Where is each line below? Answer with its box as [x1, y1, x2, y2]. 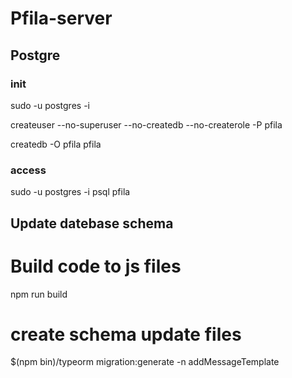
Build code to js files [10, 255, 182, 277]
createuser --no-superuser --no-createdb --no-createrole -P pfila [10, 118, 283, 131]
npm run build [10, 288, 68, 300]
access [10, 163, 47, 177]
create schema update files [10, 323, 242, 346]
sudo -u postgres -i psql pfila [10, 186, 131, 198]
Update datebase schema [10, 215, 174, 232]
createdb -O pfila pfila [10, 138, 102, 150]
